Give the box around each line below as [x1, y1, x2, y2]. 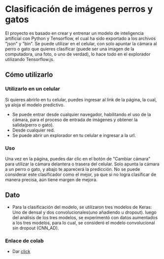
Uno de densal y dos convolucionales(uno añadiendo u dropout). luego [12, 209, 157, 215]
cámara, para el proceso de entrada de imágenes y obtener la [12, 117, 138, 123]
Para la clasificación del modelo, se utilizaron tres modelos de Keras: [12, 204, 152, 210]
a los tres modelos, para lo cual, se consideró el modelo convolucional [12, 220, 155, 226]
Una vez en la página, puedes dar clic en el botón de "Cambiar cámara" [5, 156, 151, 162]
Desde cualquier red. [12, 127, 55, 133]
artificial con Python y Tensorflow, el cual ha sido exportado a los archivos [5, 35, 156, 41]
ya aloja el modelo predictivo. [5, 102, 65, 108]
